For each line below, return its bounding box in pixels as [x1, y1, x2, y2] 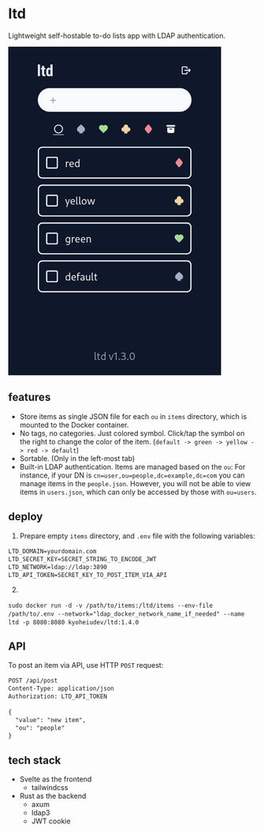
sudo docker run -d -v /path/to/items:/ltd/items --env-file [8, 602, 214, 609]
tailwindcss [31, 783, 69, 793]
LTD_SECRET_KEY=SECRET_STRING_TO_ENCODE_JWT [8, 555, 157, 563]
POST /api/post [8, 676, 58, 685]
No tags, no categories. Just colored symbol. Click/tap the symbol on [19, 428, 245, 438]
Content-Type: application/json [8, 684, 114, 693]
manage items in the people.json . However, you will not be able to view [19, 478, 251, 488]
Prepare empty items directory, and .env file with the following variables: [19, 530, 256, 541]
